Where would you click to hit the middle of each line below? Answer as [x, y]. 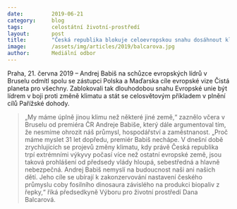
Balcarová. [40, 199]
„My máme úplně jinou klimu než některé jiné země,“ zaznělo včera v [125, 117]
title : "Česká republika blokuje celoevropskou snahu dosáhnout [115, 40]
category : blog [36, 20]
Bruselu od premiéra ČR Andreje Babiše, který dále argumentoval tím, [125, 124]
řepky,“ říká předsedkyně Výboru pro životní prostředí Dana [111, 192]
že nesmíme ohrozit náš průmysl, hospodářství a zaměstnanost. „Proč [126, 132]
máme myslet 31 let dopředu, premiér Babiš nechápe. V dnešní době [124, 139]
